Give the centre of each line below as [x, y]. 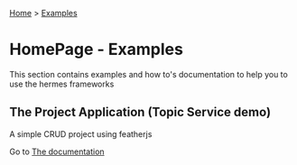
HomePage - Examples [96, 50]
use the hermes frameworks [62, 84]
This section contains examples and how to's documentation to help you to [149, 74]
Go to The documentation [57, 151]
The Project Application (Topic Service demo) [140, 112]
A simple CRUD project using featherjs [81, 133]
